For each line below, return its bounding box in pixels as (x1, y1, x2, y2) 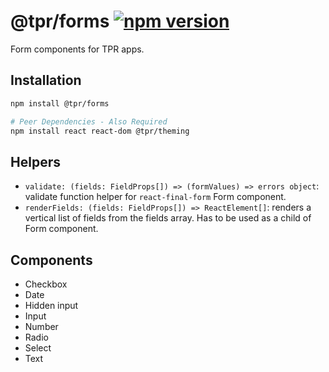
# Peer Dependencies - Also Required (10, 116, 168, 127)
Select (24, 342, 52, 354)
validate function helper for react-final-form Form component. (24, 191, 287, 203)
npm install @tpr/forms (10, 98, 110, 109)
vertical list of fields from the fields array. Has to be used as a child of (24, 212, 312, 224)
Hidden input (24, 300, 79, 311)
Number (24, 321, 59, 332)
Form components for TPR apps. (10, 43, 145, 55)
